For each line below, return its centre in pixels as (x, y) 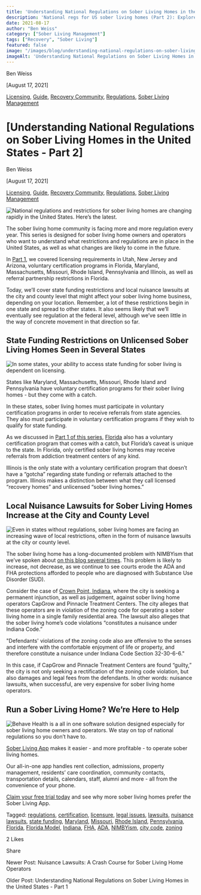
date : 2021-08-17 (28, 23)
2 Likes (15, 839)
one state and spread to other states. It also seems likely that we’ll (87, 309)
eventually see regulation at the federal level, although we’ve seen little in (97, 315)
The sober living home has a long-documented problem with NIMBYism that (100, 554)
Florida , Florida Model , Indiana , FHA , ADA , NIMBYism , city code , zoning (94, 828)
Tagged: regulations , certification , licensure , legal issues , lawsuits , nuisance (100, 815)
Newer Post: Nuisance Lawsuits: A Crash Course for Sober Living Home (95, 862)
